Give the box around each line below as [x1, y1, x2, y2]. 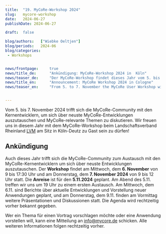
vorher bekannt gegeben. [5, 203, 57, 209]
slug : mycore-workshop [5, 12, 56, 17]
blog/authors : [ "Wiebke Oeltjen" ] [5, 39, 81, 44]
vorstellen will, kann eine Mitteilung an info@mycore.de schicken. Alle [5, 218, 147, 224]
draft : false [5, 30, 35, 35]
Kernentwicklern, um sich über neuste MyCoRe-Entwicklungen [5, 112, 133, 118]
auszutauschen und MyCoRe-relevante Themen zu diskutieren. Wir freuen [5, 117, 157, 123]
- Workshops [7, 53, 32, 58]
